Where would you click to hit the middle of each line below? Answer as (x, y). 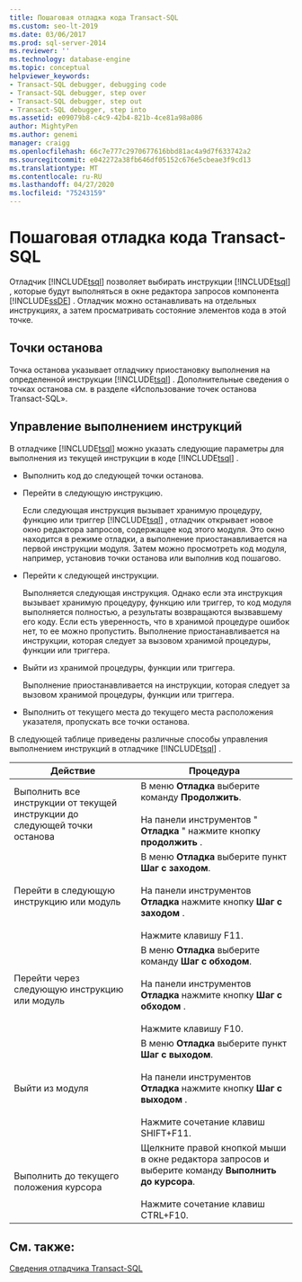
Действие (73, 770)
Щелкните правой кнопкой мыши (213, 1147)
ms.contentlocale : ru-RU (56, 176)
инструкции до (46, 814)
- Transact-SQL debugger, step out (76, 101)
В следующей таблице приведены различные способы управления (138, 739)
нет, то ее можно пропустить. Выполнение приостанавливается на (151, 631)
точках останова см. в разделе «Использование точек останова (133, 388)
